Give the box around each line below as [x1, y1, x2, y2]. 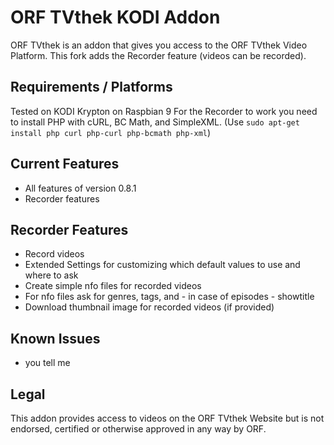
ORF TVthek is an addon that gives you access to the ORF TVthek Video [10, 39, 308, 51]
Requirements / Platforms [10, 79, 173, 96]
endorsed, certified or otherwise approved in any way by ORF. [10, 423, 267, 435]
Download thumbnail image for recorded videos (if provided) [24, 301, 275, 313]
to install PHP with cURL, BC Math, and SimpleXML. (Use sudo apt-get [10, 116, 300, 128]
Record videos [24, 248, 85, 260]
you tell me [24, 357, 71, 369]
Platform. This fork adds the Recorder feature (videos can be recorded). [10, 49, 307, 61]
